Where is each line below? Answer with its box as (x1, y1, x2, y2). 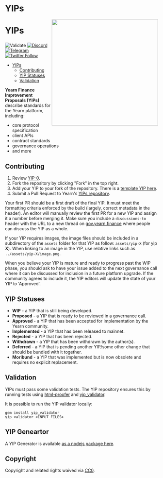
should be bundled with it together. (12, 349, 82, 355)
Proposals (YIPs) (5, 98, 40, 103)
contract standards (12, 138, 50, 144)
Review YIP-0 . (12, 175, 40, 181)
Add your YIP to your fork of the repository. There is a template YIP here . (12, 186, 158, 191)
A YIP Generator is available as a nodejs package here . (5, 441, 115, 446)
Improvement (5, 92, 33, 98)
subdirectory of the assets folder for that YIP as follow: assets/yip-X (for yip (5, 240, 158, 246)
